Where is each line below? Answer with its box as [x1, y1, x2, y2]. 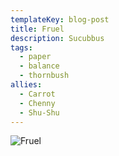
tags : [10, 42, 33, 53]
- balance [19, 61, 60, 71]
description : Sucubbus [10, 33, 105, 43]
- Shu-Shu [19, 107, 60, 118]
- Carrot [19, 89, 56, 99]
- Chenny [19, 98, 56, 108]
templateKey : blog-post [10, 14, 110, 25]
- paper [19, 52, 52, 62]
